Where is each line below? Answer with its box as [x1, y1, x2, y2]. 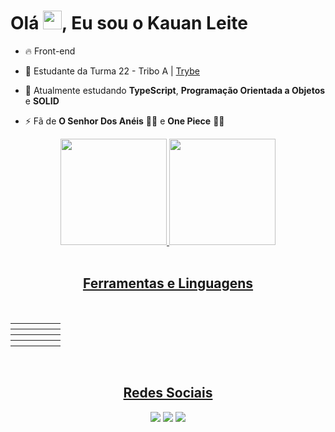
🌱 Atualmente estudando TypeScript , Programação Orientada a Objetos [24, 84, 326, 96]
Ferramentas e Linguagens [82, 275, 254, 292]
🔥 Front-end [24, 45, 76, 57]
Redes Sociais [123, 385, 213, 402]
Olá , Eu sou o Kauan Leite [10, 12, 248, 35]
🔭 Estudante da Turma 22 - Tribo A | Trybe [24, 65, 200, 77]
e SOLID [24, 95, 60, 107]
